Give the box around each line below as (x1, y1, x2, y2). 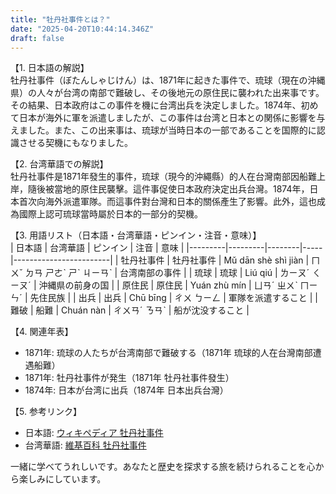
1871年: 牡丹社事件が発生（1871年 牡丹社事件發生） (24, 372, 235, 384)
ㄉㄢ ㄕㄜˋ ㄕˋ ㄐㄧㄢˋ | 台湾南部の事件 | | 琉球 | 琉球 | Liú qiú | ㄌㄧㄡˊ (24, 267, 310, 279)
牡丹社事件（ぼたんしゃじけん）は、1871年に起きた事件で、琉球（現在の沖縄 (10, 74, 326, 86)
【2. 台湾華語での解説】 (10, 158, 109, 170)
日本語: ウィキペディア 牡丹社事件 (24, 427, 164, 439)
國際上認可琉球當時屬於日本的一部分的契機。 (18, 208, 203, 220)
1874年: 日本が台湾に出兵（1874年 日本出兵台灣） (24, 384, 229, 396)
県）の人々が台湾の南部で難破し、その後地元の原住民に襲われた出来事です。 (10, 87, 325, 99)
